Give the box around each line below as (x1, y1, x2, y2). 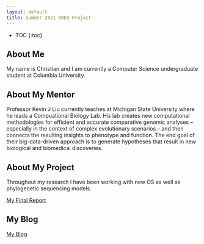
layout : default (6, 9, 48, 15)
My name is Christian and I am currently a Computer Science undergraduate (6, 65, 199, 73)
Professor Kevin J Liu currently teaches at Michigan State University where (6, 106, 195, 113)
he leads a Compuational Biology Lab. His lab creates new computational (6, 112, 190, 120)
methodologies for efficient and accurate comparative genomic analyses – (6, 118, 194, 126)
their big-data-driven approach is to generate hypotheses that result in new (6, 138, 197, 145)
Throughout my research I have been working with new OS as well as (6, 178, 181, 185)
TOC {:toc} (15, 31, 43, 38)
